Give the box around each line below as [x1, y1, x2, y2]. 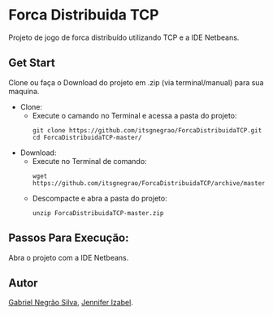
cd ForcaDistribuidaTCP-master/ [32, 133, 142, 141]
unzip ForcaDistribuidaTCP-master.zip [32, 209, 164, 217]
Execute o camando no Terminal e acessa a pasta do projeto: [32, 110, 237, 120]
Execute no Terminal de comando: [32, 156, 148, 166]
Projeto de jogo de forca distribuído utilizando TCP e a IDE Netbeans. [8, 32, 240, 42]
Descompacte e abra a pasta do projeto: [32, 193, 168, 203]
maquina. [8, 86, 40, 96]
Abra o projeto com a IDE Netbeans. [8, 252, 129, 262]
